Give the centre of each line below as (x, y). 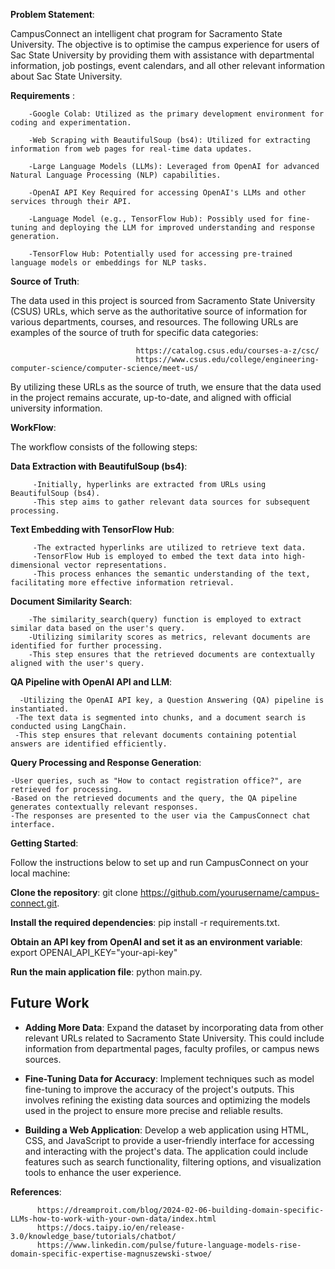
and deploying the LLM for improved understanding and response (178, 228)
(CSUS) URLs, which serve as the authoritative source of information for (159, 311)
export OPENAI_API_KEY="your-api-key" (94, 952)
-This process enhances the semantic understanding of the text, (171, 574)
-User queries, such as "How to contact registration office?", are (156, 781)
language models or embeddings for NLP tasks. (109, 263)
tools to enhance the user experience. (103, 1172)
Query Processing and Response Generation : (106, 762)
